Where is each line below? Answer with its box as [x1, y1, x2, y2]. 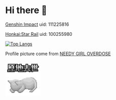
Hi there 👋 [5, 5, 47, 16]
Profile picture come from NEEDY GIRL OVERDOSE [5, 51, 111, 57]
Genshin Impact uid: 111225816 [5, 21, 69, 27]
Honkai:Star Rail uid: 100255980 [5, 31, 72, 37]
